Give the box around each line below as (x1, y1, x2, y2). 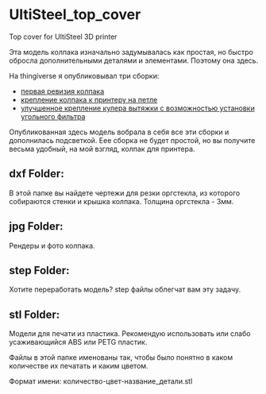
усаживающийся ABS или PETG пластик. (9, 338, 148, 347)
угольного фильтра (20, 111, 86, 121)
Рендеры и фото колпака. (9, 241, 95, 250)
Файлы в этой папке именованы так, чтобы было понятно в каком (9, 353, 233, 362)
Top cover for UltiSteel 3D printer (9, 32, 118, 41)
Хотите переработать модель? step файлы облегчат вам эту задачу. (9, 284, 241, 295)
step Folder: (9, 264, 70, 277)
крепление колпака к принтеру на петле (20, 95, 158, 104)
